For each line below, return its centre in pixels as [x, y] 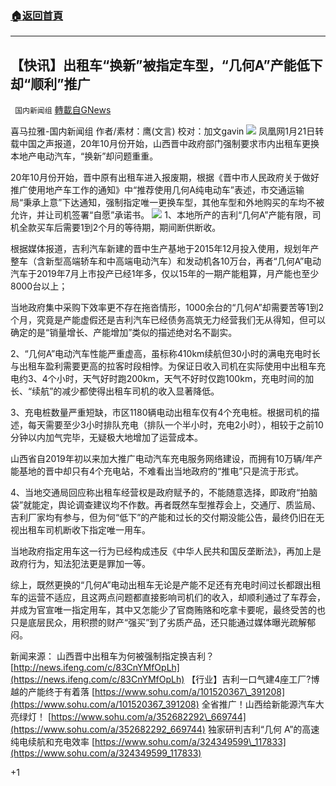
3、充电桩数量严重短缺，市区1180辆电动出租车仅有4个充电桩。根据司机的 [161, 413]
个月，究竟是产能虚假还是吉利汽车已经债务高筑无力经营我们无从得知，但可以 [168, 320]
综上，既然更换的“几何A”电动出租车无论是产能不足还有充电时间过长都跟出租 [166, 585]
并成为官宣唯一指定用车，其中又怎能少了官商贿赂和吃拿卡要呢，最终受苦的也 [168, 610]
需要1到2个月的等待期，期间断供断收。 [142, 228]
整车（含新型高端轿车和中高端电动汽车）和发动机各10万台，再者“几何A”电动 [166, 261]
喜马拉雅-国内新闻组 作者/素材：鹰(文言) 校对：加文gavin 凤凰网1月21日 [163, 131]
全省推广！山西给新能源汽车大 [263, 704]
